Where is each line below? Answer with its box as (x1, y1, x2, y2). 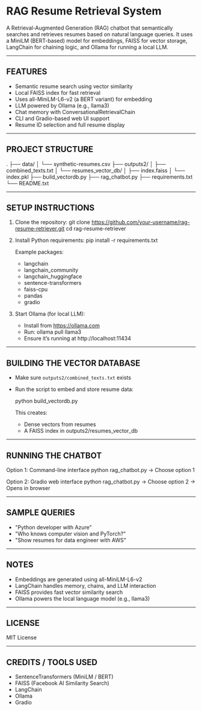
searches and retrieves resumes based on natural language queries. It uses (6, 30, 193, 37)
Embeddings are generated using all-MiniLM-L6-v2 (14, 575, 142, 583)
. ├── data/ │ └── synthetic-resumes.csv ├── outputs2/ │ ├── (6, 160, 167, 167)
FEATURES (6, 66, 47, 77)
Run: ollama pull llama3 (23, 328, 82, 336)
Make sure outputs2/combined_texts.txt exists (14, 374, 131, 381)
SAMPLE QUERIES (6, 508, 75, 518)
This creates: (14, 409, 48, 416)
